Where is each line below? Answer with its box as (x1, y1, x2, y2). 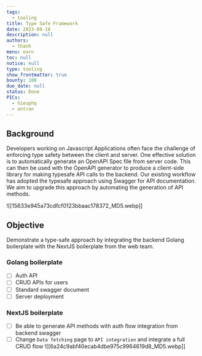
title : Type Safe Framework (6, 20, 79, 26)
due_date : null (6, 83, 45, 89)
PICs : (6, 94, 20, 100)
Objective (6, 220, 45, 230)
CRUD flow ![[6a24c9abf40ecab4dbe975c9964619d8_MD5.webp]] (15, 343, 186, 350)
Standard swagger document (15, 286, 90, 293)
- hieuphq (12, 100, 37, 106)
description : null (6, 32, 53, 38)
